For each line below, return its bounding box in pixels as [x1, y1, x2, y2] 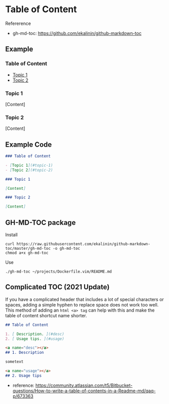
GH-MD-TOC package [5, 218, 76, 227]
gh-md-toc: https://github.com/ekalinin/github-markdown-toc [12, 30, 142, 36]
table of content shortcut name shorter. [5, 312, 88, 318]
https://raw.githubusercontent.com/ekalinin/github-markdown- [16, 241, 151, 247]
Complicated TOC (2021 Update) [5, 283, 110, 291]
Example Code [5, 140, 52, 149]
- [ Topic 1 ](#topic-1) [5, 162, 53, 168]
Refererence [5, 20, 31, 26]
